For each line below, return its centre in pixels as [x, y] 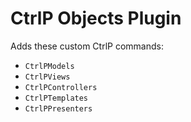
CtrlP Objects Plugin [96, 18]
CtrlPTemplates [56, 98]
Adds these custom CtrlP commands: [87, 46]
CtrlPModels [49, 66]
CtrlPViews [47, 77]
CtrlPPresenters [58, 108]
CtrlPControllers [61, 87]
